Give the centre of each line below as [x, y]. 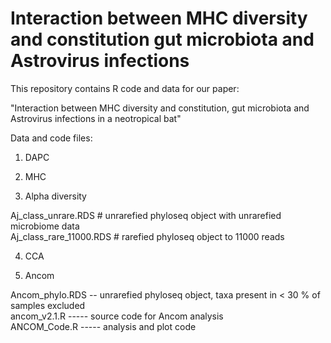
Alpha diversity [55, 196]
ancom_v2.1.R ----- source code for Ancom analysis [117, 316]
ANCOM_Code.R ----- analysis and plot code [103, 326]
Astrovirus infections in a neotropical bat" [96, 118]
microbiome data [45, 226]
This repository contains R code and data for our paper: [125, 88]
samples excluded [48, 305]
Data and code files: [51, 138]
